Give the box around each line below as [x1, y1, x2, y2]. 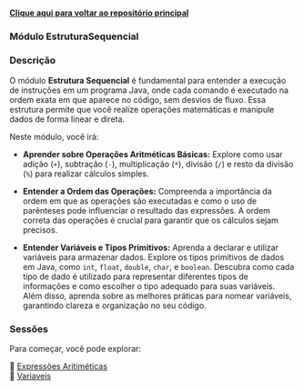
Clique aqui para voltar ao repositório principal [9, 7, 189, 18]
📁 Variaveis [9, 371, 52, 382]
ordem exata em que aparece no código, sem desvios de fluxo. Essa [9, 94, 267, 105]
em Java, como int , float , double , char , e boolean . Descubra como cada [22, 261, 295, 272]
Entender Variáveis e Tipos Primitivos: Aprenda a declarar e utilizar [22, 242, 279, 253]
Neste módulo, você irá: [9, 131, 99, 142]
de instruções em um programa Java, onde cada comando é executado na [9, 85, 289, 95]
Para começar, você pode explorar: [9, 344, 142, 355]
